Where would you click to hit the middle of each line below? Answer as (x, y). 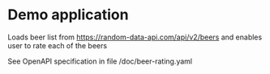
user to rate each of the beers (57, 45)
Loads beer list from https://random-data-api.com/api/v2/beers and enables (135, 37)
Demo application (68, 15)
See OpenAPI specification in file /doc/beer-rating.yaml (100, 61)
